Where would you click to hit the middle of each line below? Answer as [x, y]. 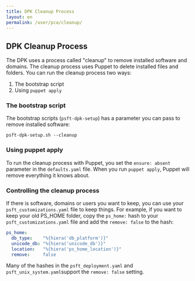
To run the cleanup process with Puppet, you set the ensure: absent [88, 162]
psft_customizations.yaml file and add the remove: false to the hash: [90, 222]
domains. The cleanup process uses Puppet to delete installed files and [92, 67]
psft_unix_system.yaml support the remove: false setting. [75, 272]
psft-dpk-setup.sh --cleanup [42, 136]
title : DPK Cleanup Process [40, 11]
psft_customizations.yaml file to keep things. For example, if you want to [94, 209]
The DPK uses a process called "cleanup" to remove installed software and [97, 60]
